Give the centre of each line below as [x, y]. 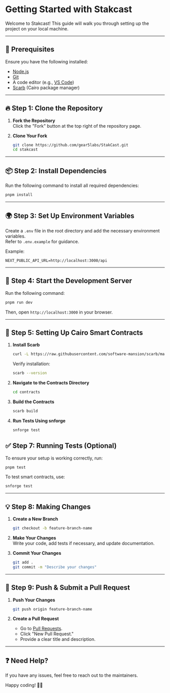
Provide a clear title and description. [58, 639]
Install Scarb [26, 345]
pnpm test [16, 467]
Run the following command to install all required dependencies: [72, 185]
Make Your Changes [34, 537]
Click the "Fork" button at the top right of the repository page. [77, 126]
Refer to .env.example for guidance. [42, 241]
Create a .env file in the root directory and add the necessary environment [83, 230]
